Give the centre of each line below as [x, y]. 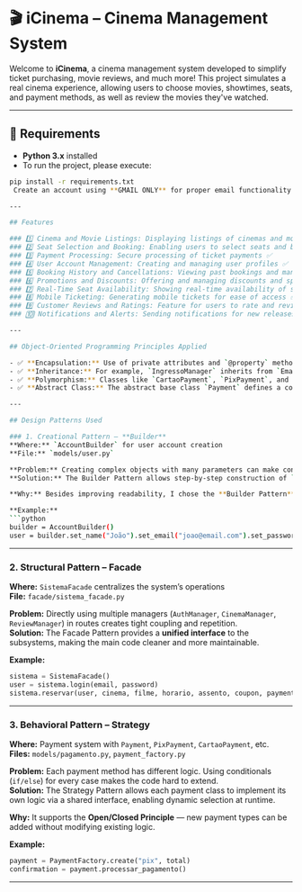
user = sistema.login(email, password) [84, 685]
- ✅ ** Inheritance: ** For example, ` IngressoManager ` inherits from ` [145, 371]
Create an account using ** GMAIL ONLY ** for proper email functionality [152, 190]
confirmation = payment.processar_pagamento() [98, 869]
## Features [31, 222]
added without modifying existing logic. [82, 826]
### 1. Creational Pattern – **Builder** [88, 437]
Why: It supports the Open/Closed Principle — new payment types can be [148, 817]
